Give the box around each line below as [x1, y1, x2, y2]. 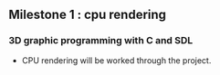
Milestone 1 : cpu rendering [8, 7, 166, 23]
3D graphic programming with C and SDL [8, 34, 194, 47]
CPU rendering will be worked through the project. [21, 54, 212, 66]
